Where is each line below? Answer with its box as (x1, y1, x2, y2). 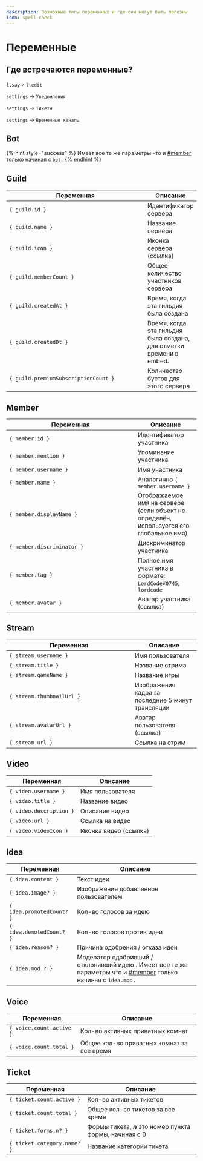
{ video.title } (9, 798, 56, 804)
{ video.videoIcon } (9, 827, 68, 834)
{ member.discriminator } (9, 543, 84, 550)
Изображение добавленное (77, 885, 159, 893)
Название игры (135, 670, 179, 679)
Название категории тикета (87, 1142, 169, 1151)
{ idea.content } (9, 876, 59, 883)
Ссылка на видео (80, 816, 131, 825)
